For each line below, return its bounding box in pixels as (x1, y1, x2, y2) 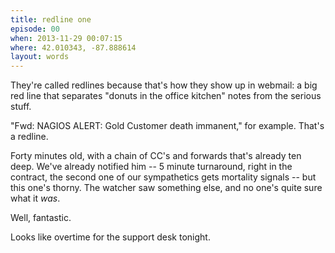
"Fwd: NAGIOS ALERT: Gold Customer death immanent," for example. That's (10, 120, 325, 132)
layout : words (10, 52, 70, 62)
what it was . (10, 192, 61, 205)
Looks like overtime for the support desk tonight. (10, 231, 211, 243)
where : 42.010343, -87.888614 (10, 42, 137, 53)
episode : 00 (10, 24, 60, 34)
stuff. (10, 101, 32, 113)
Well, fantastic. (10, 212, 72, 224)
